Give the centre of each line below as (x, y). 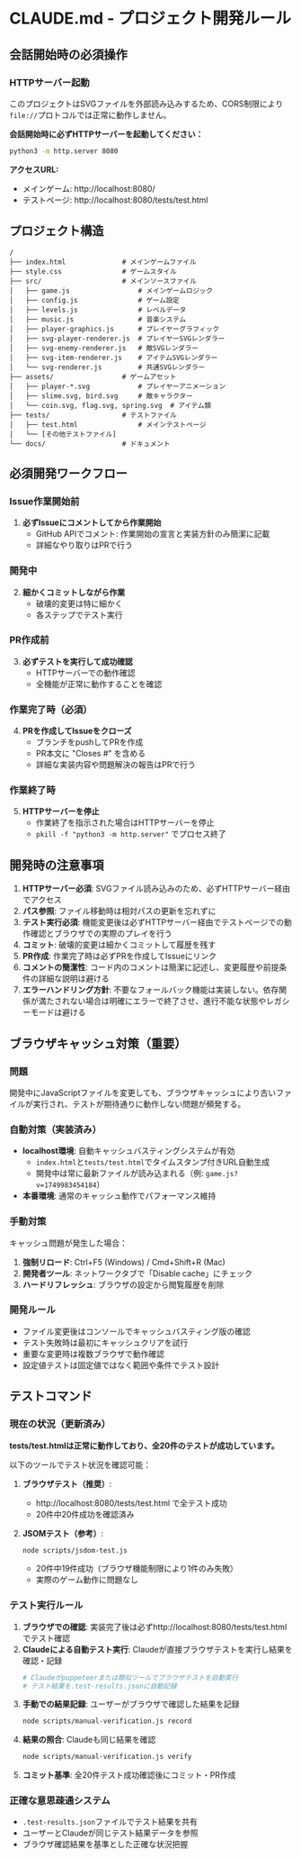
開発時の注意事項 (57, 865)
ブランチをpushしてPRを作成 (89, 742)
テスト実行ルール (46, 1606)
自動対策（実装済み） (55, 1129)
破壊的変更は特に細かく (79, 603)
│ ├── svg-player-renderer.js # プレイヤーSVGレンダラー (117, 339)
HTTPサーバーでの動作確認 (86, 673)
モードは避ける (58, 1012)
